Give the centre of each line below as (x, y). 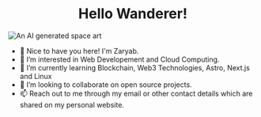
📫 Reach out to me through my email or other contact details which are (136, 93)
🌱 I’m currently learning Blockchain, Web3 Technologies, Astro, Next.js (135, 67)
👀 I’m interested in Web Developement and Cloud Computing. (119, 59)
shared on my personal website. (72, 104)
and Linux (36, 76)
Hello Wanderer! (133, 14)
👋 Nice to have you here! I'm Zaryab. (79, 51)
